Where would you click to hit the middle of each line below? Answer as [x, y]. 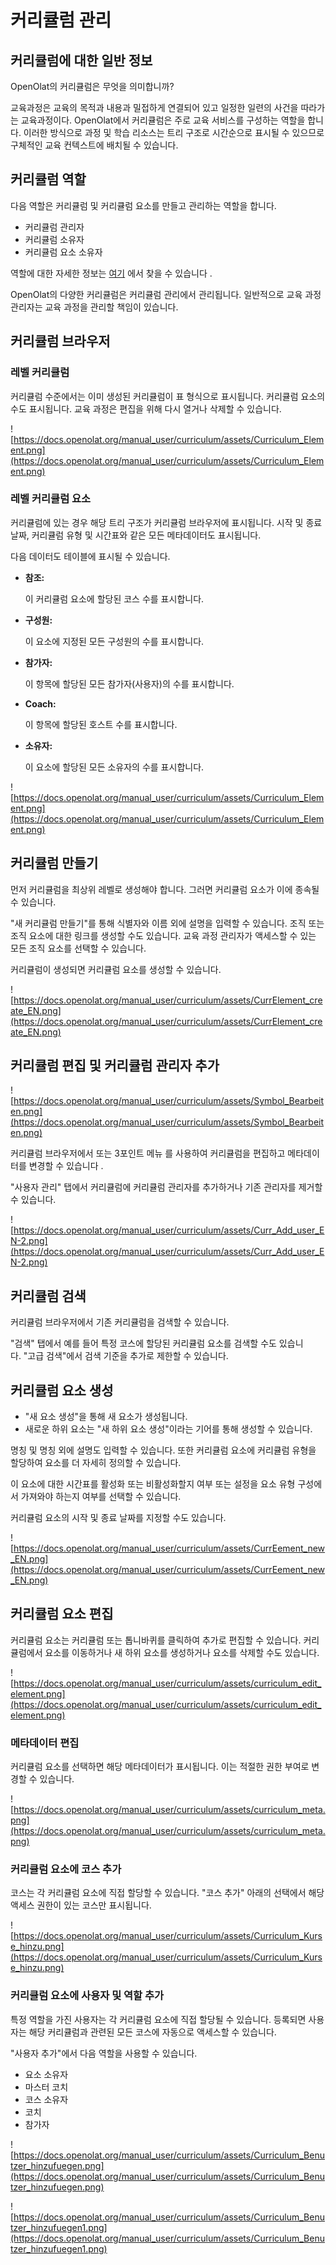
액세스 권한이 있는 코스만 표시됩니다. [81, 1905]
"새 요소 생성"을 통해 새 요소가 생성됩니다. [106, 1417]
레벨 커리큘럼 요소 [51, 499]
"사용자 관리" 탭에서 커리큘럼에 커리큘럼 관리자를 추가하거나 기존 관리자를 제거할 [166, 1187]
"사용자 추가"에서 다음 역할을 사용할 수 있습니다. [104, 2053]
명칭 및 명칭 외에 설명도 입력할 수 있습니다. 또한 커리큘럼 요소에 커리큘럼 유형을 [163, 1450]
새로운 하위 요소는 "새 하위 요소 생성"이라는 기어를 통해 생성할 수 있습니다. [168, 1429]
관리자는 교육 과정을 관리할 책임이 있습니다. [94, 307]
